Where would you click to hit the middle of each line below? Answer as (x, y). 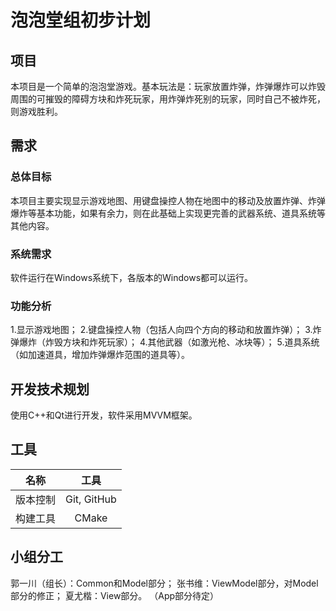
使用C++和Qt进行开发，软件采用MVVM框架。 (104, 415)
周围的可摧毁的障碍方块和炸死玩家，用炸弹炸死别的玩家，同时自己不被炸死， (168, 99)
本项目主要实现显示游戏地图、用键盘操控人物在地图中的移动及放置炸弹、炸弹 (168, 200)
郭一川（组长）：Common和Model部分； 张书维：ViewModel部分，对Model (164, 583)
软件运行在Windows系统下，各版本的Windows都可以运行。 (132, 277)
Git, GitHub (91, 499)
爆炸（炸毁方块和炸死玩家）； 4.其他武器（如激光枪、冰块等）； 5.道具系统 (169, 342)
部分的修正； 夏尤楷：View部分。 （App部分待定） (115, 595)
